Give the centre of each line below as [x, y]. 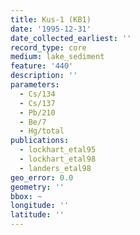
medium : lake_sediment [57, 57]
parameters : [35, 85]
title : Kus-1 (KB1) [51, 19]
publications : [40, 141]
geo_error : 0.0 [42, 177]
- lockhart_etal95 [58, 150]
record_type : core [48, 47]
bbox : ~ [26, 196]
